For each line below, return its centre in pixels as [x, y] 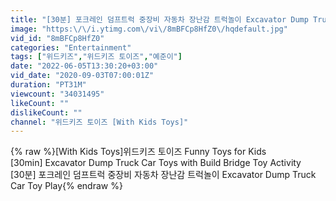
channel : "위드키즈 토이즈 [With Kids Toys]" [99, 122]
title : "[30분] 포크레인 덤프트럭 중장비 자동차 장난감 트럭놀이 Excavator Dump [159, 19]
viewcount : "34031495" [57, 94]
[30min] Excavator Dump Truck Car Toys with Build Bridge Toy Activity [156, 163]
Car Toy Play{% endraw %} [66, 186]
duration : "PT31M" [48, 85]
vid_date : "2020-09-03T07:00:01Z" [82, 76]
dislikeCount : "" [46, 112]
